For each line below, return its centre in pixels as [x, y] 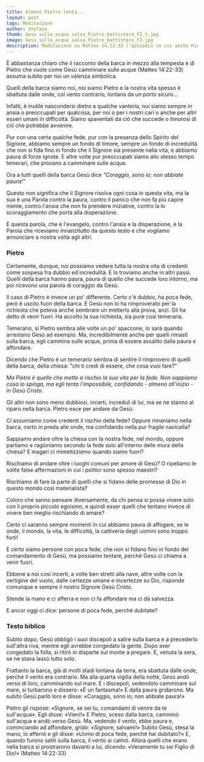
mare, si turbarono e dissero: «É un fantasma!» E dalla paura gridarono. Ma [100, 690]
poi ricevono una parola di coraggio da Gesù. [63, 286]
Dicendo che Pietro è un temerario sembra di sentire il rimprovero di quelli [99, 360]
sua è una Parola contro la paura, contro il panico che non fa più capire [95, 199]
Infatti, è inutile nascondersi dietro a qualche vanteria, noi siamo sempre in [99, 106]
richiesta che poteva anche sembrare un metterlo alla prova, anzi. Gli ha [96, 310]
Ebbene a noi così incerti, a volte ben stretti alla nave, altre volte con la [95, 574]
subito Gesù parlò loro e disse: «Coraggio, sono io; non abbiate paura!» [96, 696]
